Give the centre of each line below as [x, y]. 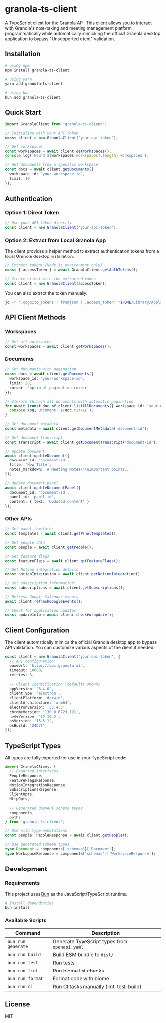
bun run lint [23, 971]
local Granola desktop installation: [40, 256]
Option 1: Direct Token [32, 212]
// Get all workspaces [28, 342]
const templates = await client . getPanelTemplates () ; [62, 534]
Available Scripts [26, 921]
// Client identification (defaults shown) [55, 684]
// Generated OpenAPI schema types [46, 808]
